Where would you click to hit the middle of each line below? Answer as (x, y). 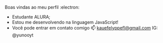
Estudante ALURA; (31, 17)
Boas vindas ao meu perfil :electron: (42, 7)
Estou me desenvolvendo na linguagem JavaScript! (65, 22)
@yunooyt (23, 35)
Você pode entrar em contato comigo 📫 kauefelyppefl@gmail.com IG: (85, 28)
